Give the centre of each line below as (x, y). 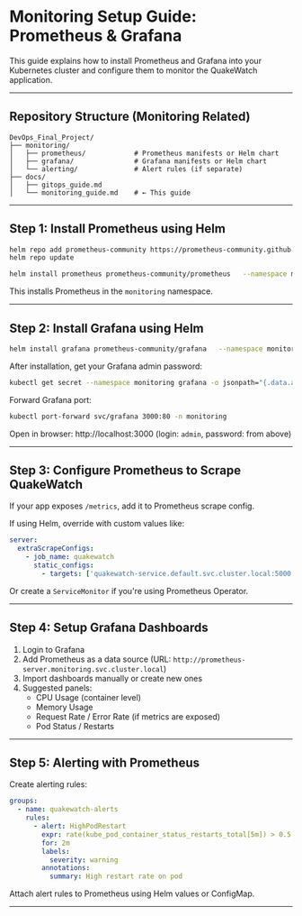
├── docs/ (28, 177)
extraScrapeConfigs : (56, 549)
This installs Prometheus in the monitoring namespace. (111, 291)
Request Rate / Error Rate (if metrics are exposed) (128, 716)
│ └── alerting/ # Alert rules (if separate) (126, 169)
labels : (56, 851)
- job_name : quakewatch (70, 557)
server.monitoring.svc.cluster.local (93, 669)
